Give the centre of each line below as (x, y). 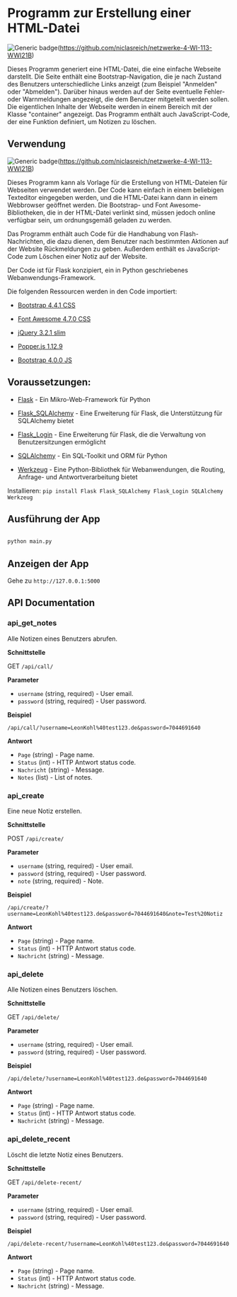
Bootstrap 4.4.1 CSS (46, 305)
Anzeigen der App (48, 564)
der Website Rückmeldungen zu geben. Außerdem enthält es (96, 249)
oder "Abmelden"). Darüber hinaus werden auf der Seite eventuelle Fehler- (116, 91)
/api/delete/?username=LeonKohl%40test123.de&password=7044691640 (107, 1079)
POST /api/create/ (36, 838)
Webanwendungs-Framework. (52, 277)
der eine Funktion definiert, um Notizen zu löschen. (82, 121)
